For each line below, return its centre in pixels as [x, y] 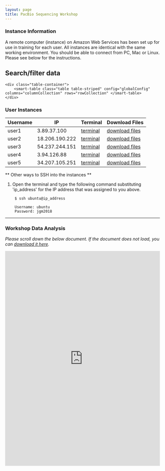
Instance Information [31, 31]
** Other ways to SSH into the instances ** [48, 174]
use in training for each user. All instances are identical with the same [75, 47]
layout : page [18, 10]
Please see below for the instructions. [43, 57]
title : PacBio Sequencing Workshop [41, 14]
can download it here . [27, 244]
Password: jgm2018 [33, 211]
